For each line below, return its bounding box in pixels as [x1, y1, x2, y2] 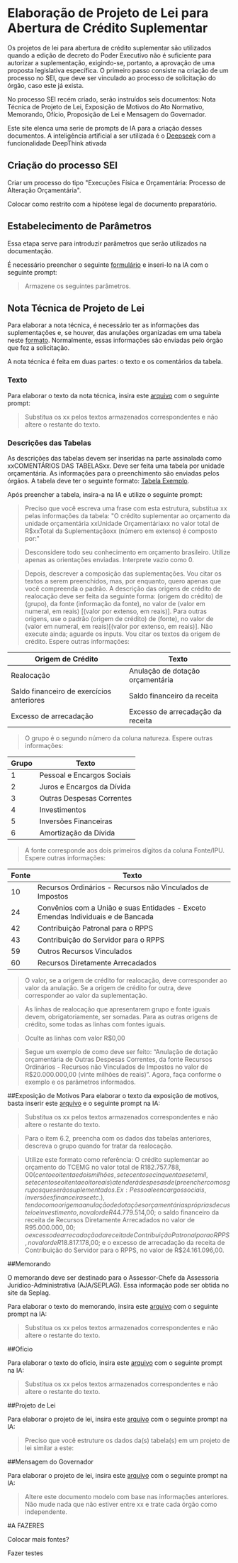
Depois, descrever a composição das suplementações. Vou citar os [24, 569, 222, 578]
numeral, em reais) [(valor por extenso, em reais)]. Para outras [24, 607, 208, 615]
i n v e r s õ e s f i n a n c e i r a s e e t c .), [24, 1192, 105, 1201]
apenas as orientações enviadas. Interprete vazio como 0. [24, 555, 195, 564]
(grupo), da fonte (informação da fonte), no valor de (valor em [24, 599, 205, 608]
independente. [24, 1507, 67, 1516]
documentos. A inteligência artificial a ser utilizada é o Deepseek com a [7, 131, 216, 140]
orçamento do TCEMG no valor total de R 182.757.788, [24, 1163, 181, 1171]
